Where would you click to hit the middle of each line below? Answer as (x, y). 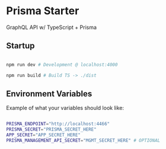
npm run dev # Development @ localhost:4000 (62, 64)
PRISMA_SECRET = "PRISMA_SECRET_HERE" (51, 129)
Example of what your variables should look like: (65, 108)
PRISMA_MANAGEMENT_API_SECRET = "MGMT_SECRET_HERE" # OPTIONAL (83, 140)
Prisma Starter (43, 11)
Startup (20, 46)
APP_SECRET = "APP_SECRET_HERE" (44, 135)
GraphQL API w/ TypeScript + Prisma (51, 27)
